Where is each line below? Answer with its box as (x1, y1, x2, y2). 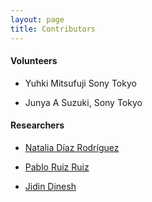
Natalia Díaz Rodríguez (24, 141, 120, 153)
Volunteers (10, 55, 58, 67)
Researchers (10, 119, 65, 131)
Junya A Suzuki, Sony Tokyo (24, 96, 143, 108)
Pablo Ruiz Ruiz (24, 161, 90, 173)
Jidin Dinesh (24, 180, 77, 192)
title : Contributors (10, 24, 97, 34)
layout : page (10, 14, 65, 25)
